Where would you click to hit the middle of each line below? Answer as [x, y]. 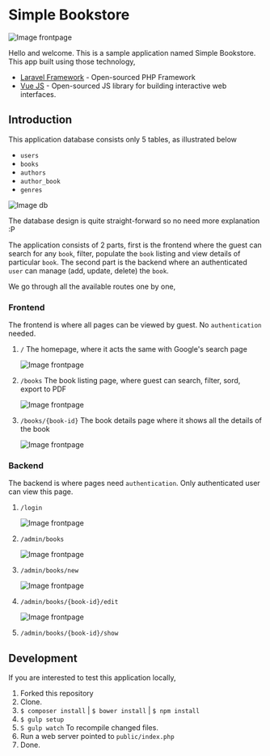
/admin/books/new [49, 571]
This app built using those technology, [72, 61]
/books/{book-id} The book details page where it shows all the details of [141, 420]
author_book [40, 181]
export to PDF [43, 389]
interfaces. [38, 94]
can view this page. [41, 492]
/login [31, 508]
